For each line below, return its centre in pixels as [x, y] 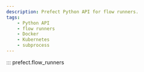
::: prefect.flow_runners [35, 62]
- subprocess [33, 46]
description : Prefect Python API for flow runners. [72, 12]
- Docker [28, 34]
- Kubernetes [33, 40]
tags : [13, 17]
